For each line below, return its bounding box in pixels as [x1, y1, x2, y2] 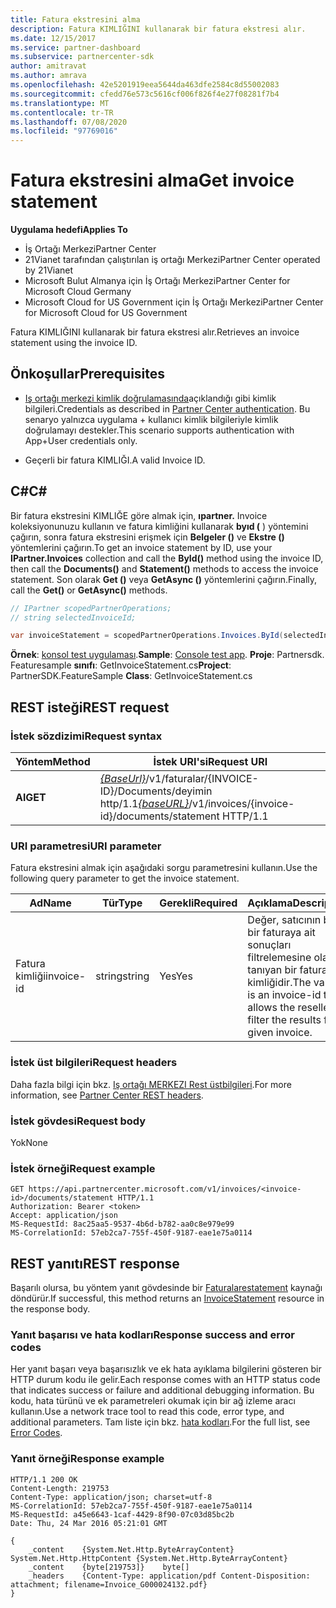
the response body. [10, 1303, 91, 1315]
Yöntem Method [15, 755, 91, 768]
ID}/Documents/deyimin [99, 784, 213, 798]
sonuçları [247, 938, 292, 952]
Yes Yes [159, 969, 193, 983]
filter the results [247, 1013, 322, 1027]
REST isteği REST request [10, 699, 170, 716]
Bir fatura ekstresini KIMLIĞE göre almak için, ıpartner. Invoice [10, 509, 268, 521]
